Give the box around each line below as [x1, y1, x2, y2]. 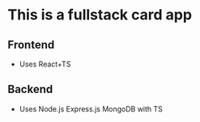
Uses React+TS [19, 59, 71, 69]
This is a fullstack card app [7, 6, 192, 24]
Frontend [7, 38, 55, 52]
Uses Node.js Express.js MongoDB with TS [19, 103, 164, 114]
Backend [7, 82, 53, 96]
